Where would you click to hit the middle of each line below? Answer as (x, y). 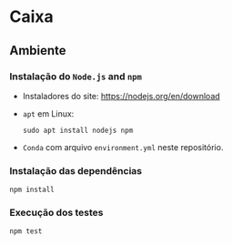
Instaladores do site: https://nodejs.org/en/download (121, 96)
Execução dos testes (56, 213)
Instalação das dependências (76, 170)
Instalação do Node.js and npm (76, 77)
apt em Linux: (48, 113)
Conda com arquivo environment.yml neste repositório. (123, 147)
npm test (26, 231)
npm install (32, 190)
